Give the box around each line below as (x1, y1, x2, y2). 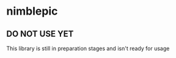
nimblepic (6, 4, 58, 18)
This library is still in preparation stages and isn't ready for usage (6, 45, 170, 52)
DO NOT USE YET (6, 29, 74, 39)
